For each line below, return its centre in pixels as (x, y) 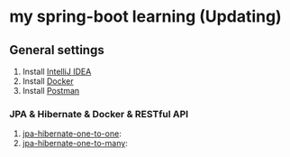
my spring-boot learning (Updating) (145, 17)
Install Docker (48, 81)
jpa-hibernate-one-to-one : (72, 134)
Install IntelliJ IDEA (57, 71)
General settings (57, 50)
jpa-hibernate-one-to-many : (75, 143)
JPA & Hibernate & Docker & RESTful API (99, 114)
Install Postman (51, 91)
